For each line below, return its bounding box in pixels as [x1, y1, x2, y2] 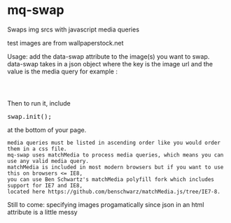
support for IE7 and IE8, [7, 182, 83, 189]
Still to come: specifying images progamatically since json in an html [7, 200, 204, 208]
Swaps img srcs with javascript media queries [7, 25, 140, 34]
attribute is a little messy [7, 208, 78, 216]
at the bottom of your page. [7, 125, 87, 134]
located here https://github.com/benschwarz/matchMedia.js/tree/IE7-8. [7, 188, 220, 195]
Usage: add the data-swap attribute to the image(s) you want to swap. [7, 52, 210, 61]
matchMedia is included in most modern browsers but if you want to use [7, 164, 224, 171]
